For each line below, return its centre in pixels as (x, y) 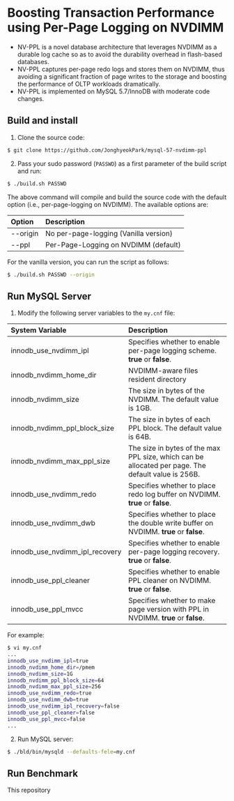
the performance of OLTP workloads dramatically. (89, 84)
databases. (33, 61)
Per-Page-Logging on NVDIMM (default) (113, 244)
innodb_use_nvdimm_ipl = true (48, 661)
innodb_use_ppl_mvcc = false (46, 719)
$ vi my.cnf (24, 648)
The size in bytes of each (169, 419)
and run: (29, 171)
